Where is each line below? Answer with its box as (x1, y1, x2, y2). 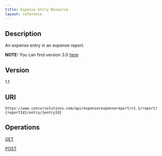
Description (5, 30, 41, 38)
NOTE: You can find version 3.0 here (5, 52, 79, 58)
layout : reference (5, 12, 42, 17)
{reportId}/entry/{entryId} (5, 110, 62, 115)
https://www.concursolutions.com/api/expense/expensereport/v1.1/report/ (5, 105, 158, 111)
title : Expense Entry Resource (5, 7, 69, 12)
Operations (5, 123, 40, 132)
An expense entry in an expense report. (5, 42, 85, 49)
